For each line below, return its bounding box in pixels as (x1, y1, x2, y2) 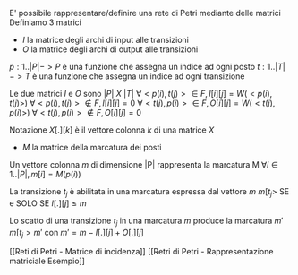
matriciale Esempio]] (9, 255, 85, 267)
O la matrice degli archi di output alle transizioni (21, 44, 199, 55)
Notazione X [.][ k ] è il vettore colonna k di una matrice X (9, 125, 215, 135)
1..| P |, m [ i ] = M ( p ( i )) (9, 169, 81, 179)
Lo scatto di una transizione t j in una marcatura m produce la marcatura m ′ (9, 215, 284, 228)
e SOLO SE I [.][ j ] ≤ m (9, 197, 87, 209)
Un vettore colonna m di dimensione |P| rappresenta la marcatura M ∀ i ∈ (9, 159, 279, 169)
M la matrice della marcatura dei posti (21, 142, 162, 152)
